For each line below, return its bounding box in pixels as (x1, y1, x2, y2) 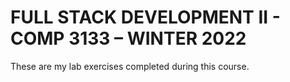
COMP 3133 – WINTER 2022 (10, 27, 247, 50)
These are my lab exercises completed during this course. (10, 60, 250, 72)
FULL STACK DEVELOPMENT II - (10, 6, 281, 29)
